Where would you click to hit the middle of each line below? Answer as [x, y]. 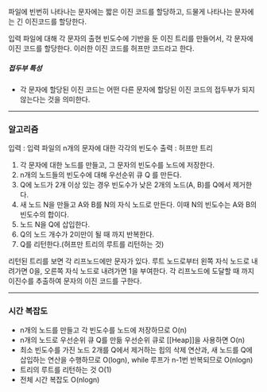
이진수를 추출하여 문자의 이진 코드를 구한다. [75, 281]
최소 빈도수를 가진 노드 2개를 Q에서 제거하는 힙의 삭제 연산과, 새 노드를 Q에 [136, 350]
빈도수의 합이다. [44, 215]
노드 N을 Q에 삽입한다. [54, 225]
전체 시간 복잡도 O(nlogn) [60, 379]
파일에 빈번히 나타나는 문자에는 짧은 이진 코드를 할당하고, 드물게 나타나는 [120, 12]
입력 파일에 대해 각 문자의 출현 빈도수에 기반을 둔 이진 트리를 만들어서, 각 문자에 [131, 38]
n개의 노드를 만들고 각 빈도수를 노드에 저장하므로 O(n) [103, 330]
